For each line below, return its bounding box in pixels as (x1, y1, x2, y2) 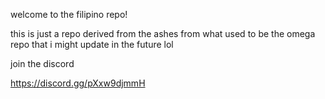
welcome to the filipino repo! (10, 9, 128, 20)
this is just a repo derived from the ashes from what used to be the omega (10, 28, 316, 39)
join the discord (10, 58, 75, 69)
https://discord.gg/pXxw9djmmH (10, 77, 146, 89)
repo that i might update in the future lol (10, 39, 174, 50)
